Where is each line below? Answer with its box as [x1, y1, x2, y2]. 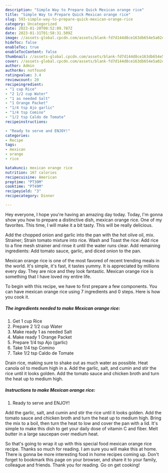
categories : [5, 133, 30, 138]
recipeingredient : [5, 82, 43, 87]
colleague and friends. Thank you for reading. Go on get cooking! [5, 462, 140, 468]
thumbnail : [5, 54, 28, 59]
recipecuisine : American [5, 175, 57, 180]
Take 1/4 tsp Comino [12, 345, 55, 351]
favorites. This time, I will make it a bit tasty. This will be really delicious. [5, 222, 153, 228]
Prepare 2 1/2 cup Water [12, 323, 62, 329]
